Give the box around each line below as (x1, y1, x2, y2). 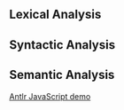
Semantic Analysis (9, 67, 115, 82)
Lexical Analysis (9, 7, 102, 22)
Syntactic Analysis (9, 37, 116, 52)
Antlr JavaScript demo (9, 90, 91, 101)
